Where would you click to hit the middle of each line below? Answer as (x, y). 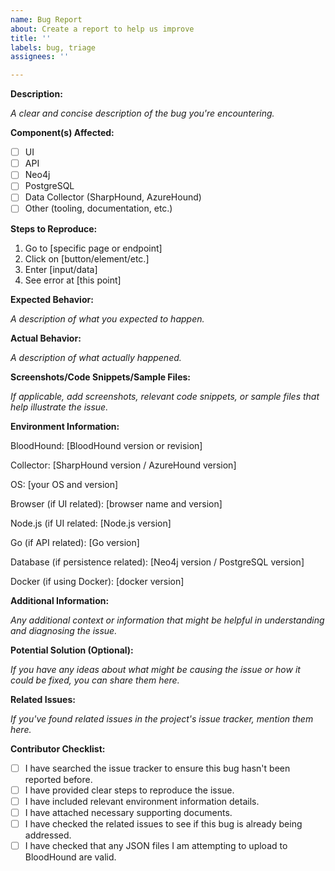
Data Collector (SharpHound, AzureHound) (113, 197)
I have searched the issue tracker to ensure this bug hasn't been (157, 768)
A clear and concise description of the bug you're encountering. (142, 113)
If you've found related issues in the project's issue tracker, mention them (162, 718)
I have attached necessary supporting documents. (128, 812)
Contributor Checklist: (58, 748)
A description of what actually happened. (96, 357)
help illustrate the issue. (59, 407)
